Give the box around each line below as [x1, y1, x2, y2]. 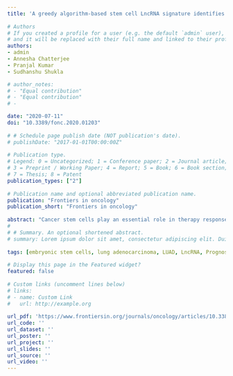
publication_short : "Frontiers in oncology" [7, 203, 138, 211]
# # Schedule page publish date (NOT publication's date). [7, 132, 182, 139]
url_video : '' [7, 359, 49, 366]
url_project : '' [7, 338, 54, 346]
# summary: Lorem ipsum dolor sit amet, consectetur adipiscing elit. [7, 236, 216, 243]
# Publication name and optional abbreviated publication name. [7, 190, 197, 197]
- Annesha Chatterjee [7, 56, 70, 63]
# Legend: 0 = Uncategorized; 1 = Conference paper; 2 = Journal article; [7, 158, 228, 165]
